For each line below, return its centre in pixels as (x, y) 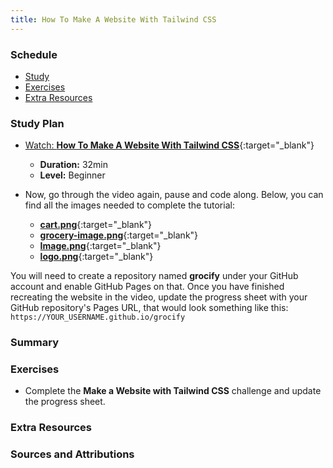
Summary (35, 343)
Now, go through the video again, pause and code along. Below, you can (174, 195)
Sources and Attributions (72, 454)
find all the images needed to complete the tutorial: (129, 205)
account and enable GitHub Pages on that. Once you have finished (147, 287)
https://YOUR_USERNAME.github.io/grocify (98, 317)
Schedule (34, 54)
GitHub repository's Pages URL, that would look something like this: (149, 308)
